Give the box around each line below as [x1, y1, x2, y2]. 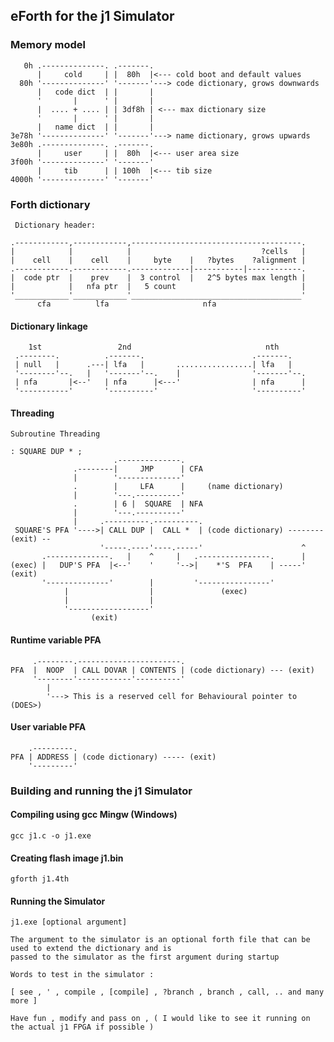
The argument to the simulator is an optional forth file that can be [10, 935, 311, 945]
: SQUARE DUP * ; [10, 447, 83, 457]
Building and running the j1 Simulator [10, 784, 193, 798]
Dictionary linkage [10, 320, 88, 332]
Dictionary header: [14, 220, 97, 230]
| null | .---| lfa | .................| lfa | [14, 360, 293, 370]
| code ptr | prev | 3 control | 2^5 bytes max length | [10, 272, 307, 283]
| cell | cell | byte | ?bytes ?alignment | [10, 255, 307, 265]
